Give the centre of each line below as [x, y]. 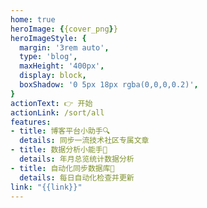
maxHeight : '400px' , [62, 66]
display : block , [53, 76]
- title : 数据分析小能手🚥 [59, 150]
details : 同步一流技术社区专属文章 [84, 141]
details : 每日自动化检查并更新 [77, 177]
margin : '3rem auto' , [64, 47]
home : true [33, 19]
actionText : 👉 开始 [51, 103]
